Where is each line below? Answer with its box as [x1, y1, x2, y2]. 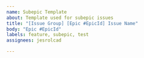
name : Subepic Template [6, 9, 67, 15]
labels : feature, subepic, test [6, 32, 89, 38]
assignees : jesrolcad [6, 37, 62, 43]
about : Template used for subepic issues [6, 15, 114, 21]
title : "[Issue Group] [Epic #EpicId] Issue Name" [6, 20, 138, 26]
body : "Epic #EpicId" [6, 26, 62, 32]
